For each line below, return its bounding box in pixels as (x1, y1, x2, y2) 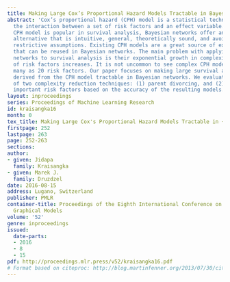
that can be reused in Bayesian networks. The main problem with (13, 49, 204, 55)
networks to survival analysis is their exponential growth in (13, 55, 197, 62)
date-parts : (13, 233, 48, 240)
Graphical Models (13, 207, 63, 214)
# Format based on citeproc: (7, 264, 90, 271)
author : (7, 150, 29, 157)
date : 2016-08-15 (7, 182, 57, 189)
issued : (7, 227, 29, 233)
